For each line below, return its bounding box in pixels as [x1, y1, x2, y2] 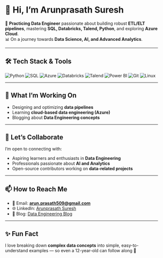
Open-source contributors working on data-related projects [12, 166, 133, 172]
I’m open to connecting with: [5, 146, 62, 152]
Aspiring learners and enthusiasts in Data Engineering [12, 155, 121, 161]
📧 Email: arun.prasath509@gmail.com [12, 200, 91, 206]
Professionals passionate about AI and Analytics [12, 160, 110, 167]
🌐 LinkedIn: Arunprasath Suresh [12, 206, 76, 211]
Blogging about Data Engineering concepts [12, 114, 100, 120]
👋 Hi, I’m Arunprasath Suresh [5, 4, 124, 16]
